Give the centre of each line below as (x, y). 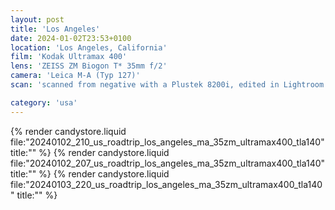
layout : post (37, 19)
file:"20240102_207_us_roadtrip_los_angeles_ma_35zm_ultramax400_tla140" (168, 163)
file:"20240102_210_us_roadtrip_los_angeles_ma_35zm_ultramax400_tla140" (167, 142)
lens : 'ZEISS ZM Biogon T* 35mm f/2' (89, 66)
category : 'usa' (44, 102)
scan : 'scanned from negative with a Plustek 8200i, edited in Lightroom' (169, 85)
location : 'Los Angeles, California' (89, 47)
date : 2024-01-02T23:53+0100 (71, 38)
